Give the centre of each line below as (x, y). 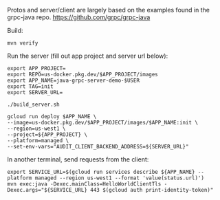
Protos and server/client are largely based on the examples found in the (108, 10)
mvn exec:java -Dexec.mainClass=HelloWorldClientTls (84, 184)
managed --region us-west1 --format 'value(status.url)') (120, 178)
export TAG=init (30, 87)
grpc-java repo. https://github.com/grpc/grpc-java (79, 17)
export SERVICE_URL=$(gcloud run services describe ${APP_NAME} (101, 172)
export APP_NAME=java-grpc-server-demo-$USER (73, 80)
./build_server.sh (33, 104)
